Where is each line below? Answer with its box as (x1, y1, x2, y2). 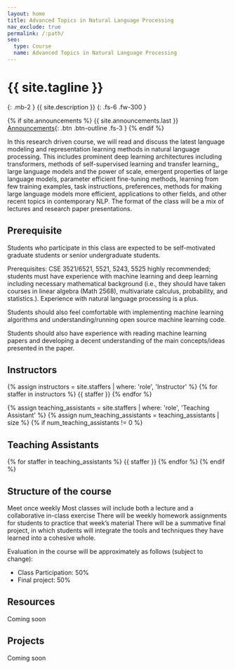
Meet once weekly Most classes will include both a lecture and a (7, 504, 194, 513)
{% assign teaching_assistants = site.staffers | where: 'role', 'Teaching (7, 404, 210, 412)
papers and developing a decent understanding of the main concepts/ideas (7, 336, 226, 344)
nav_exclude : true (7, 23, 61, 30)
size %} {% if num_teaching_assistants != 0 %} (7, 419, 143, 427)
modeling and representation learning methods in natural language (7, 144, 200, 153)
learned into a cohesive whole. (7, 534, 96, 542)
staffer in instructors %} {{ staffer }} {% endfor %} (7, 390, 152, 398)
